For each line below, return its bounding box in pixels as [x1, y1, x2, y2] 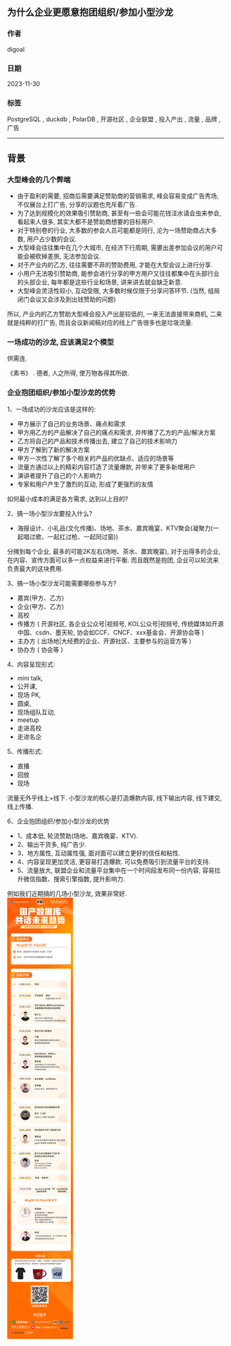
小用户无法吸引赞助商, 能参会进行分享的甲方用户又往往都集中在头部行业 [16, 269, 220, 277]
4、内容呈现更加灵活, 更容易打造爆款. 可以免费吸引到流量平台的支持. [16, 857, 211, 865]
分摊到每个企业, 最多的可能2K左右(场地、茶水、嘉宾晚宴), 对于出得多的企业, [7, 547, 221, 555]
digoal [7, 45, 25, 53]
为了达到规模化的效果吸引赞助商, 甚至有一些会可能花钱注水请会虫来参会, [16, 209, 221, 217]
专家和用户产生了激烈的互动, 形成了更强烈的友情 [16, 480, 153, 488]
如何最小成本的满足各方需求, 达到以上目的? [7, 494, 129, 503]
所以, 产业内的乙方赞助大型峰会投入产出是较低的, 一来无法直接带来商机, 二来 [7, 310, 222, 318]
